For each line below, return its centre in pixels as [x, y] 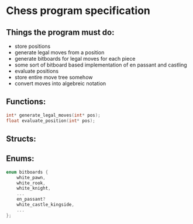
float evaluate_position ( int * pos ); [51, 121]
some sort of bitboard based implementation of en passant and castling [101, 65]
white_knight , [34, 188]
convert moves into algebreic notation [60, 83]
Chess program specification [78, 11]
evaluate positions [37, 71]
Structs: [21, 139]
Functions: [26, 102]
